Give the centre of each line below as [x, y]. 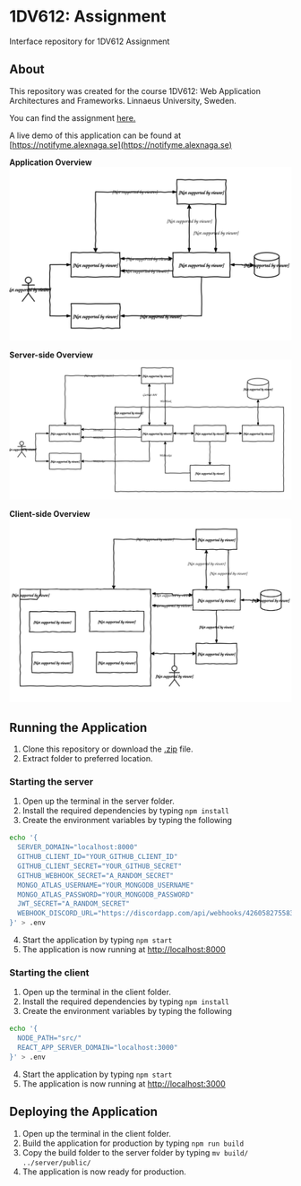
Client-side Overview [50, 513]
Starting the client [49, 972]
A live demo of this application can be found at [95, 135]
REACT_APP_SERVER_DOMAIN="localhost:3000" [98, 1048]
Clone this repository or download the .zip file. [107, 749]
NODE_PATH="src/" [50, 1038]
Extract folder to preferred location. [87, 758]
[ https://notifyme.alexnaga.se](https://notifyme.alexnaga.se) [121, 144]
